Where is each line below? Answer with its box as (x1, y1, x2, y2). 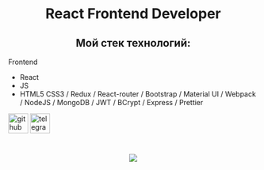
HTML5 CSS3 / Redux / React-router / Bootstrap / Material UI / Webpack (19, 89, 256, 99)
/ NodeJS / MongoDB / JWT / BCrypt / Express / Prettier (19, 98, 204, 107)
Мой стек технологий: (75, 36, 191, 50)
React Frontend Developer (44, 5, 222, 23)
